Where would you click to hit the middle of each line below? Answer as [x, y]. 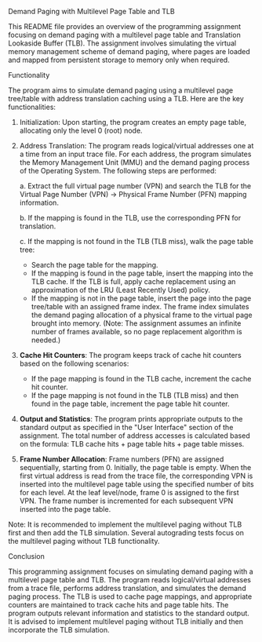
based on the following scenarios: [74, 363]
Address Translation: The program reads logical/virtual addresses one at [136, 146]
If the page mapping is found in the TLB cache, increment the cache [141, 379]
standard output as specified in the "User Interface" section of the [126, 427]
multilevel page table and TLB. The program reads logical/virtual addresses [129, 580]
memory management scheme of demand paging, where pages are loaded [129, 51]
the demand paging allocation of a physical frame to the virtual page [142, 315]
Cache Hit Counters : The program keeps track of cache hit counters [130, 355]
